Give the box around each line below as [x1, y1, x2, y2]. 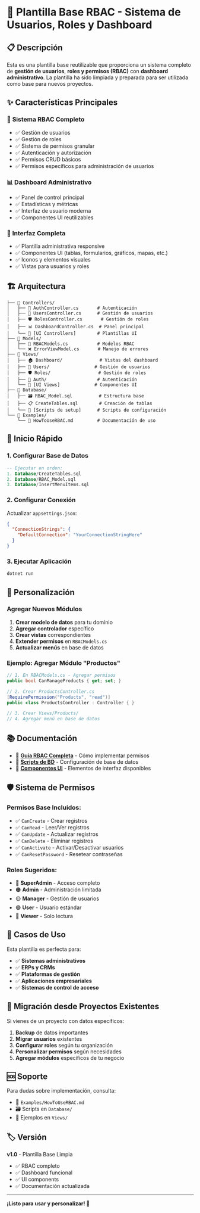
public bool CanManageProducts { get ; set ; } [7, 677, 121, 684]
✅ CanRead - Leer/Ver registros [15, 823, 90, 831]
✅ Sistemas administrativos [15, 957, 85, 964]
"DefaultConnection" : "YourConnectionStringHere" [17, 532, 143, 538]
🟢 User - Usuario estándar [15, 904, 82, 911]
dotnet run [7, 571, 34, 577]
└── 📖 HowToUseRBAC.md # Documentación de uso [17, 418, 156, 424]
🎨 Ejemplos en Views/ [15, 1114, 68, 1121]
